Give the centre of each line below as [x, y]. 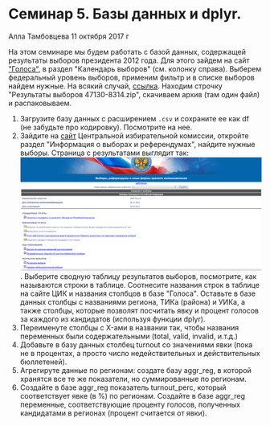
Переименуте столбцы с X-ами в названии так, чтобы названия [129, 327]
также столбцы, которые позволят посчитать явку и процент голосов [139, 310]
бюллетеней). [43, 362]
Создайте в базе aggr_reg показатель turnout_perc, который [123, 387]
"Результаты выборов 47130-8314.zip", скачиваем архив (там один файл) [134, 94]
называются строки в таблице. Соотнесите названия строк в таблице [139, 285]
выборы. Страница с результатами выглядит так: [104, 153]
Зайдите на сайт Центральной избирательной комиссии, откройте [134, 135]
